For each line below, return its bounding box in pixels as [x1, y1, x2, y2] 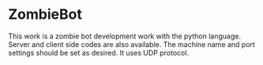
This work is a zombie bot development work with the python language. [8, 31, 241, 41]
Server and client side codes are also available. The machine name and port [8, 39, 255, 49]
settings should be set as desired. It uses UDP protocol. [8, 48, 190, 57]
